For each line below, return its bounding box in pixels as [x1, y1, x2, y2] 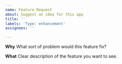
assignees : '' [5, 26, 35, 31]
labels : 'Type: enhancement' [5, 21, 66, 26]
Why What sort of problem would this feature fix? [5, 44, 107, 50]
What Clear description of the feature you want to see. [5, 53, 118, 60]
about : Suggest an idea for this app [5, 12, 84, 17]
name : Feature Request [5, 7, 52, 12]
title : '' [5, 16, 26, 21]
